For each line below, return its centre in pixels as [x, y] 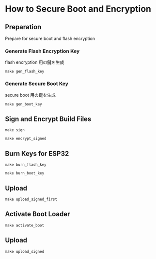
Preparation [23, 27]
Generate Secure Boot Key [37, 84]
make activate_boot [25, 225]
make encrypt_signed [26, 139]
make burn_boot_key [25, 173]
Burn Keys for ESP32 [37, 153]
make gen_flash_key [25, 71]
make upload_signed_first [31, 199]
